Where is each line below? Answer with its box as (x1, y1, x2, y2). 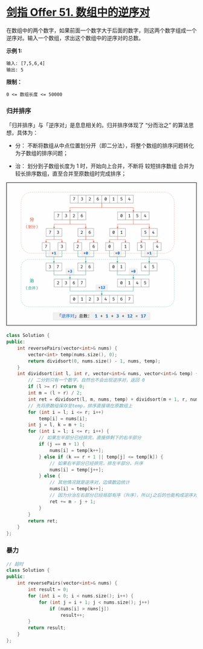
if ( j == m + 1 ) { (38, 441, 85, 447)
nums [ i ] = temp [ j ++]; (49, 467, 104, 473)
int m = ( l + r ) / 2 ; (28, 390, 83, 396)
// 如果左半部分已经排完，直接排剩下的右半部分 (38, 434, 142, 441)
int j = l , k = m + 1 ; (28, 422, 85, 428)
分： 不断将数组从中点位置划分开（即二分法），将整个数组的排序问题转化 (14, 142, 195, 149)
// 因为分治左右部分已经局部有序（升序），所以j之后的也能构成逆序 (49, 492, 193, 499)
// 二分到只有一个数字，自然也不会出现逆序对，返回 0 (28, 377, 145, 384)
